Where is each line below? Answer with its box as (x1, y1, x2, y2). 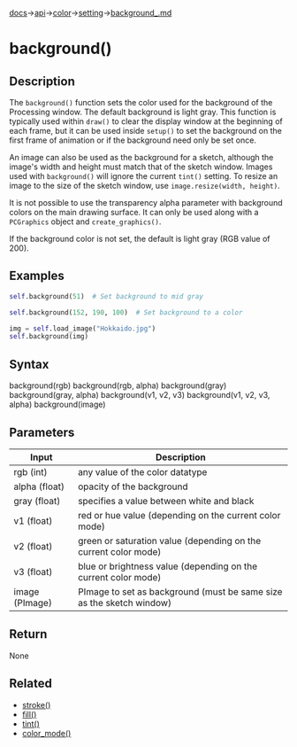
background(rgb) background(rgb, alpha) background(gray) (9, 380, 227, 391)
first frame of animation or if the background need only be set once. (9, 135, 256, 145)
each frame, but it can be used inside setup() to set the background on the (9, 126, 283, 136)
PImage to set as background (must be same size (78, 585, 283, 597)
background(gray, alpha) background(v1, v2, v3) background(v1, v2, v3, (9, 390, 270, 401)
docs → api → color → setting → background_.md (9, 8, 172, 18)
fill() (21, 709, 37, 720)
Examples (9, 268, 65, 284)
